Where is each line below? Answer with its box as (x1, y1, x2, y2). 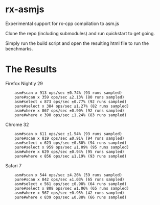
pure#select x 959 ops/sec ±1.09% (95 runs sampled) (14, 144, 129, 150)
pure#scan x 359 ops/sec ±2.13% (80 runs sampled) (14, 94, 125, 100)
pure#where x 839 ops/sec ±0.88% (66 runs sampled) (14, 195, 127, 200)
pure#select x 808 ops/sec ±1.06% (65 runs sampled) (14, 186, 129, 191)
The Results (5, 64, 57, 75)
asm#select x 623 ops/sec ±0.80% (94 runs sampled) (14, 140, 127, 145)
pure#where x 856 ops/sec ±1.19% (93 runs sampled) (14, 153, 127, 159)
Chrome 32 (5, 121, 29, 127)
